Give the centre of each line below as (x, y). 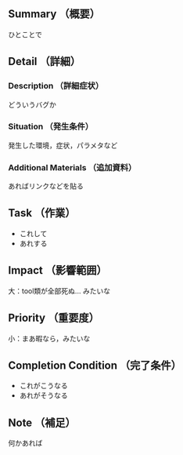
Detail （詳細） (45, 62)
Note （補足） (42, 422)
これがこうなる (43, 386)
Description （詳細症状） (56, 86)
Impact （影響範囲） (57, 270)
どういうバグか (32, 104)
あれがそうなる (43, 395)
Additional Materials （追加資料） (72, 167)
